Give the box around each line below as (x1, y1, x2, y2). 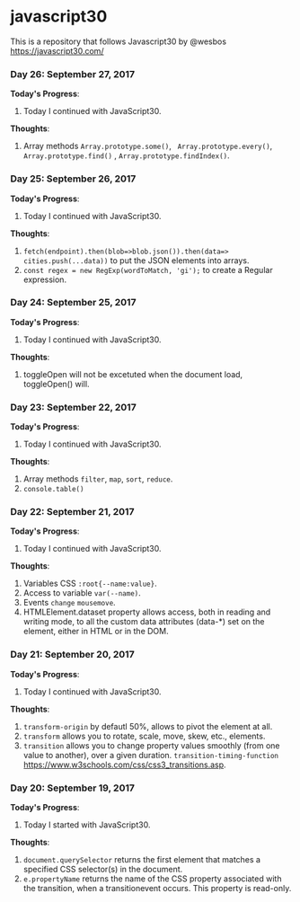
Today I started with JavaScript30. (22, 819, 151, 830)
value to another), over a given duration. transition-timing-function (22, 749, 279, 760)
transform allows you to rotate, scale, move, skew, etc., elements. (22, 730, 266, 741)
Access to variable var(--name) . (22, 588, 142, 598)
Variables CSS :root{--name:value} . (22, 578, 157, 589)
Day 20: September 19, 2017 (10, 782, 136, 794)
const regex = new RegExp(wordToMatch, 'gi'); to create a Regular (22, 264, 273, 275)
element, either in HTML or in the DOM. (22, 626, 169, 637)
